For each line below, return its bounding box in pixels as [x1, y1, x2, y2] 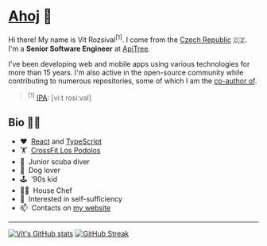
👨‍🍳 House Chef [19, 186, 73, 195]
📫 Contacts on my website [19, 203, 111, 213]
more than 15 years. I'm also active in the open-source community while [8, 67, 244, 77]
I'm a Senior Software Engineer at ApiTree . [8, 44, 151, 53]
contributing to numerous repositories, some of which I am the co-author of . [8, 75, 257, 86]
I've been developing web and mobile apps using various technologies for [8, 59, 250, 68]
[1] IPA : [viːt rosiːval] [27, 91, 92, 102]
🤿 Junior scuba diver [19, 157, 90, 167]
